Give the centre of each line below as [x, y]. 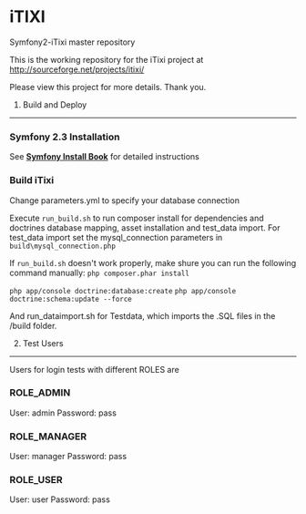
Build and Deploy [55, 104]
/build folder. [33, 325]
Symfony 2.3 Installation [65, 137]
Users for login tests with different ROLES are [94, 369]
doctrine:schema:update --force [71, 299]
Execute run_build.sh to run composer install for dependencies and [137, 218]
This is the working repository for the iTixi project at [107, 59]
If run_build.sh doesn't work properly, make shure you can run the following [153, 262]
